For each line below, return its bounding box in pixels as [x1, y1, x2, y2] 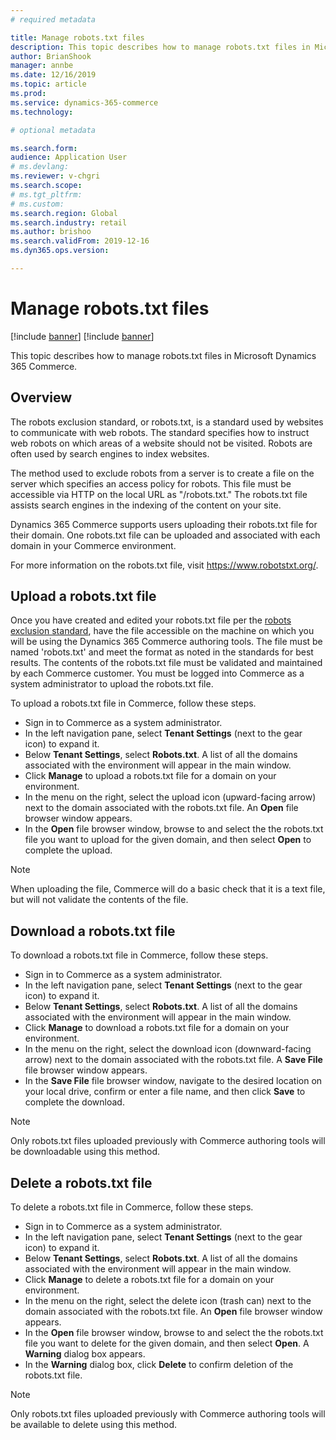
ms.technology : [10, 107, 74, 117]
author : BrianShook [10, 51, 92, 61]
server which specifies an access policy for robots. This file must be [10, 477, 292, 490]
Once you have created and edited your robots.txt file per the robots [10, 614, 292, 626]
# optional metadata [10, 125, 97, 135]
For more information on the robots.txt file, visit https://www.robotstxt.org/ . [10, 559, 319, 571]
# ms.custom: [10, 199, 65, 209]
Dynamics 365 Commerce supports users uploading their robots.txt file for [10, 518, 318, 530]
